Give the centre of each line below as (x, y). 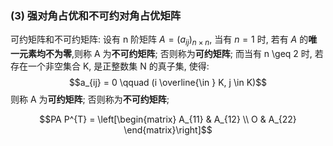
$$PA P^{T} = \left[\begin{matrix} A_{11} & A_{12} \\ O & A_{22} (168, 119)
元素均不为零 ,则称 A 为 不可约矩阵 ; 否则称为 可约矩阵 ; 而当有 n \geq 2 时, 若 (171, 54)
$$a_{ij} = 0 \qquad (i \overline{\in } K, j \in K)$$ (168, 83)
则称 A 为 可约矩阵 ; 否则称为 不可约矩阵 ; (90, 99)
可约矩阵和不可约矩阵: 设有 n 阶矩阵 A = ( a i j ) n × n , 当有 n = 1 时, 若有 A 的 (159, 40)
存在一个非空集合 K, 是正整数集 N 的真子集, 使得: (110, 66)
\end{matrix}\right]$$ (168, 130)
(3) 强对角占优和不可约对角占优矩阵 (96, 15)
